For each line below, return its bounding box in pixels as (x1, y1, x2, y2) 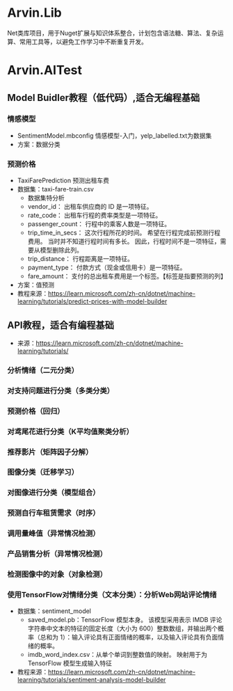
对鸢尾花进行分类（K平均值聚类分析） (7, 427, 134, 436)
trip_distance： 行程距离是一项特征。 (27, 255, 134, 263)
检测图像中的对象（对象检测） (7, 569, 108, 579)
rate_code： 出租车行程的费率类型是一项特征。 (27, 211, 162, 220)
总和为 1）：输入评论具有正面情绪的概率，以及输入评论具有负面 (40, 633, 218, 642)
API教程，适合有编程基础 (7, 319, 115, 331)
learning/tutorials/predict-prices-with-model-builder (17, 297, 168, 305)
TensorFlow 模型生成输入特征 (27, 659, 113, 667)
